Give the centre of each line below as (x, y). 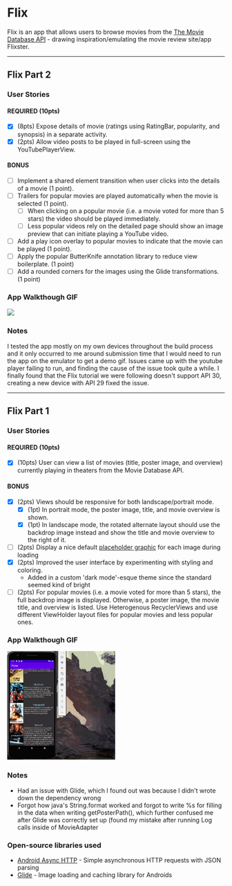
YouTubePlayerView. (46, 149)
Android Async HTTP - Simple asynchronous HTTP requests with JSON (119, 860)
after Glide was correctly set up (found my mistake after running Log (115, 820)
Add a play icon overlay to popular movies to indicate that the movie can (120, 241)
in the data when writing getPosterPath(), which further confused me (115, 812)
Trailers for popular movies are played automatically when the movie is (118, 196)
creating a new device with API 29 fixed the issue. (78, 382)
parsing (28, 868)
